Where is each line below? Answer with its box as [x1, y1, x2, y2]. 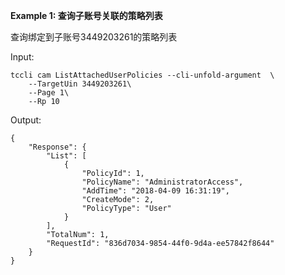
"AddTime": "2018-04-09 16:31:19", [81, 186, 230, 196]
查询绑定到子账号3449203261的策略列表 [10, 31, 178, 43]
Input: [10, 51, 35, 63]
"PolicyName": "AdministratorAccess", [81, 177, 244, 187]
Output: [10, 114, 42, 126]
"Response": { [28, 142, 87, 152]
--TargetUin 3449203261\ [28, 79, 132, 89]
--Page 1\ [28, 88, 70, 98]
